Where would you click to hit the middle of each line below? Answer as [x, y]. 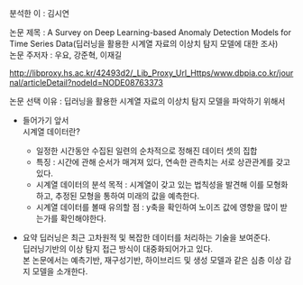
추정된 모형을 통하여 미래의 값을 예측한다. [128, 196]
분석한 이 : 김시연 [40, 13]
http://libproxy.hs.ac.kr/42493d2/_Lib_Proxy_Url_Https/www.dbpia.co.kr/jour [151, 73]
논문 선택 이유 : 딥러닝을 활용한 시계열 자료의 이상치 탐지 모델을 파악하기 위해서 [147, 101]
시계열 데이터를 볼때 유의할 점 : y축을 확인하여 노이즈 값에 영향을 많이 [157, 207]
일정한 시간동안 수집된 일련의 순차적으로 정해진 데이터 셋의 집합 [147, 151]
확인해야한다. [83, 218]
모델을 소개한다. [60, 271]
